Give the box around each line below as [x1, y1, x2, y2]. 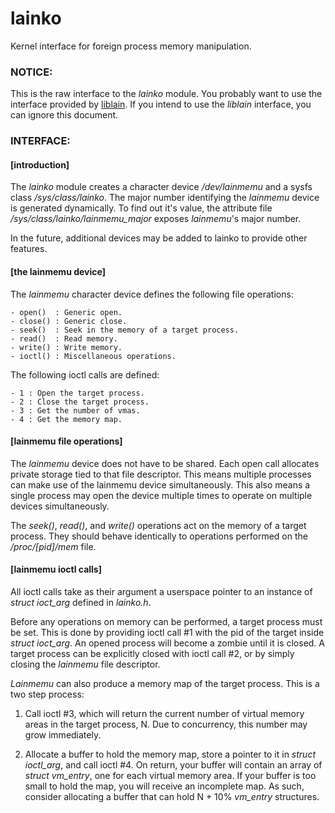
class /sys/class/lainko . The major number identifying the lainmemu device [10, 192, 320, 204]
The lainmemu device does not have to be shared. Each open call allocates [10, 457, 320, 469]
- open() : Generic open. [10, 307, 123, 317]
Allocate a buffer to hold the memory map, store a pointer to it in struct [24, 748, 316, 760]
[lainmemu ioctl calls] [10, 563, 102, 576]
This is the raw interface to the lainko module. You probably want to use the [10, 88, 323, 100]
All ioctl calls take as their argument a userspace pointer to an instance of [10, 585, 313, 597]
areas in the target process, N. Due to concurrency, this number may [24, 718, 308, 730]
